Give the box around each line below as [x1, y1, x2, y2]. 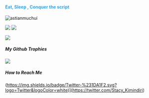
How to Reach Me [5, 69, 42, 75]
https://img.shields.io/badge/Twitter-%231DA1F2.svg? [6, 82, 117, 88]
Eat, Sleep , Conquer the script [5, 4, 70, 10]
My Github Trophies [5, 46, 47, 52]
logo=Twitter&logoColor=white [5, 87, 68, 93]
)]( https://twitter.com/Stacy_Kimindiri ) [68, 87, 145, 93]
